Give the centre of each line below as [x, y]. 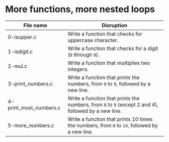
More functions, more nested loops [80, 9]
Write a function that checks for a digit [113, 48]
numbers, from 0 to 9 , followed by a [109, 83]
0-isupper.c [22, 37]
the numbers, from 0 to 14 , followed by [113, 125]
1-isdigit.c [20, 52]
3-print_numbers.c [30, 83]
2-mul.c [18, 66]
